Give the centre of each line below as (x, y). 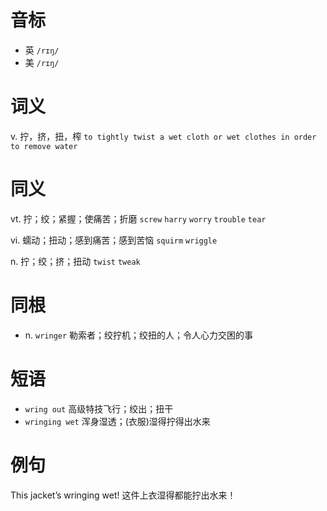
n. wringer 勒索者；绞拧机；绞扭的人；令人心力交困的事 (139, 335)
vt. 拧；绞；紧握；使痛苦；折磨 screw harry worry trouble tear (138, 218)
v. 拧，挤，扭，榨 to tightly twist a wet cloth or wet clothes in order (163, 136)
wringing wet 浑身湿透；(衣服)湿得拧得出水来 (117, 421)
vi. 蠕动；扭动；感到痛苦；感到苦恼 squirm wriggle (114, 240)
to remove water (44, 146)
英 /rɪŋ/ (42, 50)
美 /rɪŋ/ (42, 62)
